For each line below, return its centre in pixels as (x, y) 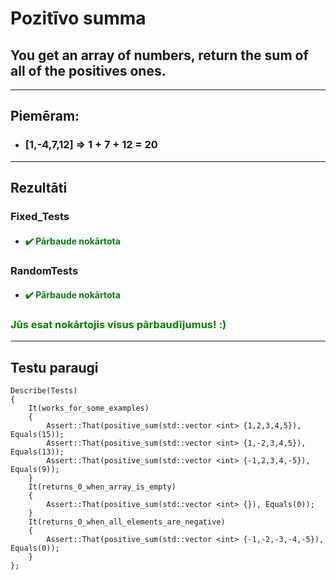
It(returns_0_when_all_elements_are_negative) (127, 522)
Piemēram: (45, 116)
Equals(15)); (37, 435)
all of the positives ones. (88, 70)
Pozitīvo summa (78, 18)
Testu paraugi (54, 367)
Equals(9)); (35, 470)
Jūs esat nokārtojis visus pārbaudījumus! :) (118, 325)
